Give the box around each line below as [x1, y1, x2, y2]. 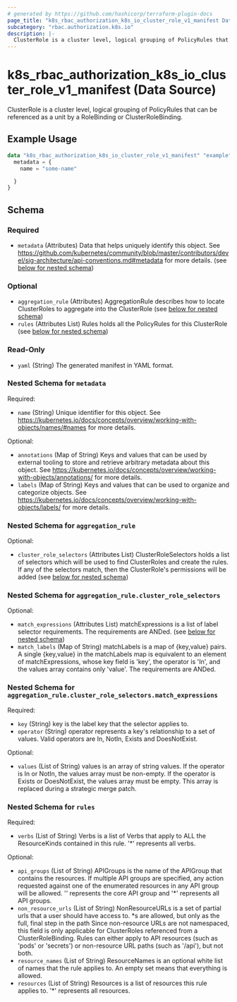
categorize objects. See [17, 488, 87, 496]
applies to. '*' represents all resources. [17, 986, 130, 995]
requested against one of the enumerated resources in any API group [17, 881, 219, 890]
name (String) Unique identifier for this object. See [17, 408, 161, 416]
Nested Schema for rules [7, 802, 95, 811]
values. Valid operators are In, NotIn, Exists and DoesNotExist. [17, 735, 198, 743]
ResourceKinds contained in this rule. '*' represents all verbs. [17, 839, 196, 847]
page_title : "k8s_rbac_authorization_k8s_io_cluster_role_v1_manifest [7, 17, 219, 24]
